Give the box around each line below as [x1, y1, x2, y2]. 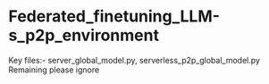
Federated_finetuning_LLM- [8, 6, 221, 27]
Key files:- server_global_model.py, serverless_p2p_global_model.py [8, 55, 261, 65]
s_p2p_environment [8, 25, 160, 46]
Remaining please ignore [8, 64, 100, 75]
